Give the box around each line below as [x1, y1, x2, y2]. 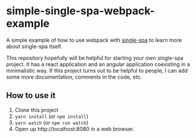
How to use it [6, 90, 56, 101]
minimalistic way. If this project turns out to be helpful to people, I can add [6, 67, 188, 74]
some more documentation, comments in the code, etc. [6, 73, 142, 80]
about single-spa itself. [6, 43, 63, 50]
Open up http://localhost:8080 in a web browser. [14, 125, 135, 132]
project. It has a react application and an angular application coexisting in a [6, 61, 191, 68]
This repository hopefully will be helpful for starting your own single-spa [6, 54, 183, 61]
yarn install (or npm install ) [14, 112, 89, 120]
